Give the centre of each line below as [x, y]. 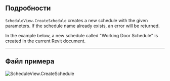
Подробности [28, 8]
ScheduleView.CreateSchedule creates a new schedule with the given [77, 20]
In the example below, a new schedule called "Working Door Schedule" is [82, 35]
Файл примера [30, 62]
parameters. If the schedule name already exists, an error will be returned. [83, 26]
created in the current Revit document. [46, 41]
